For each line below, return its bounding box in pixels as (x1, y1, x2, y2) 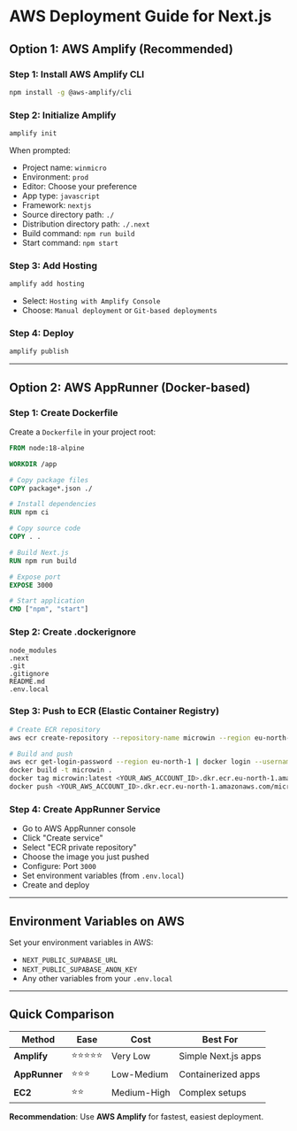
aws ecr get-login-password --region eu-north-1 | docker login (9, 758, 251, 766)
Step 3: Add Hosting (9, 259, 98, 272)
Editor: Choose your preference (21, 181, 137, 191)
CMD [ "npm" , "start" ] (9, 604, 89, 614)
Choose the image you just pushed (21, 851, 149, 862)
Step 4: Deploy (9, 327, 74, 340)
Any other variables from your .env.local (21, 973, 173, 984)
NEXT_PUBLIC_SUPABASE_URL (21, 956, 118, 966)
